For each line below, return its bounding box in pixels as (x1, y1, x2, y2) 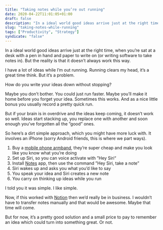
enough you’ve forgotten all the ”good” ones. (5, 121, 95, 126)
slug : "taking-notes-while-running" (5, 25, 79, 30)
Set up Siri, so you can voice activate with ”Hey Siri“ (12, 155, 116, 161)
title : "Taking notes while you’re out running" (5, 7, 105, 12)
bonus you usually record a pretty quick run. (5, 101, 94, 107)
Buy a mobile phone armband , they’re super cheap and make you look (12, 145, 153, 151)
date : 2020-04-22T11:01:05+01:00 (5, 12, 73, 16)
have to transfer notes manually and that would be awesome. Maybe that (5, 199, 151, 205)
